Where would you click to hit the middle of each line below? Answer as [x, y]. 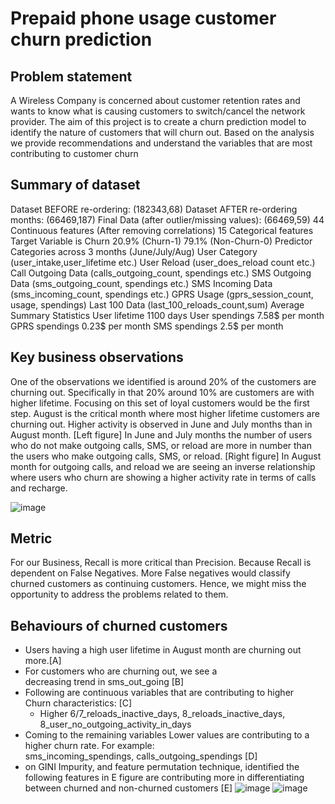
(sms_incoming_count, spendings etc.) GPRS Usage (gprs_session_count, [162, 294]
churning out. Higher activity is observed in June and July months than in [161, 424]
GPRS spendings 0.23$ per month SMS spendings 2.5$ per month [147, 326]
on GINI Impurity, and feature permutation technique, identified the [162, 767]
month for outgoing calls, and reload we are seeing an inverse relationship [163, 466]
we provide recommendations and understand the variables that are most [161, 143]
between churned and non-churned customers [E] [128, 788]
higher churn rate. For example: [89, 746]
